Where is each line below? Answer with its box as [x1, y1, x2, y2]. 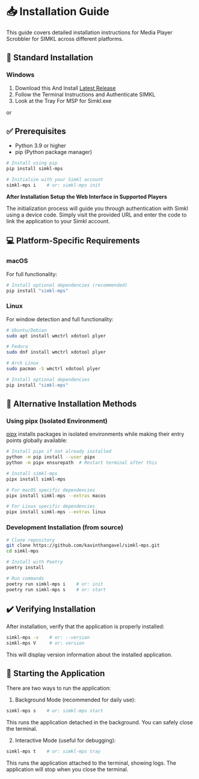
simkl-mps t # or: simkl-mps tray [6, 748, 101, 754]
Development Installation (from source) [6, 523, 124, 532]
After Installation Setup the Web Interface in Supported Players [6, 193, 167, 200]
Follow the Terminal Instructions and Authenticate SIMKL [14, 91, 156, 98]
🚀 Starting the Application [6, 668, 105, 679]
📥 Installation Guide [6, 5, 109, 19]
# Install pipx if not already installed [6, 449, 112, 455]
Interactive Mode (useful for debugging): [14, 736, 116, 744]
